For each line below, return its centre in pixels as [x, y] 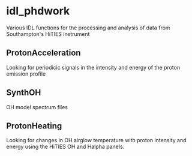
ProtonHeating [34, 126]
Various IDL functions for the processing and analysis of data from [88, 28]
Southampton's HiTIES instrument [48, 34]
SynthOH [24, 93]
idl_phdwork [38, 11]
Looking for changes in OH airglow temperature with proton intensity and [96, 140]
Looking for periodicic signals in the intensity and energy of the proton [93, 67]
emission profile [26, 74]
